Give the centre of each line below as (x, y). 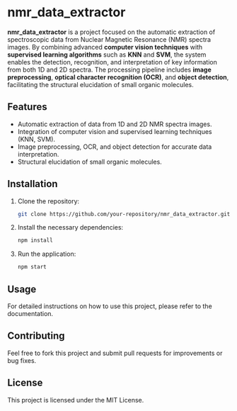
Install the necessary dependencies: (70, 227)
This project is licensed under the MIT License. (76, 400)
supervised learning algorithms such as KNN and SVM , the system (107, 55)
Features (27, 107)
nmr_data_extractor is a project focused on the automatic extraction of (111, 32)
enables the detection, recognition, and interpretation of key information (112, 62)
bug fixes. (22, 360)
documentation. (30, 314)
